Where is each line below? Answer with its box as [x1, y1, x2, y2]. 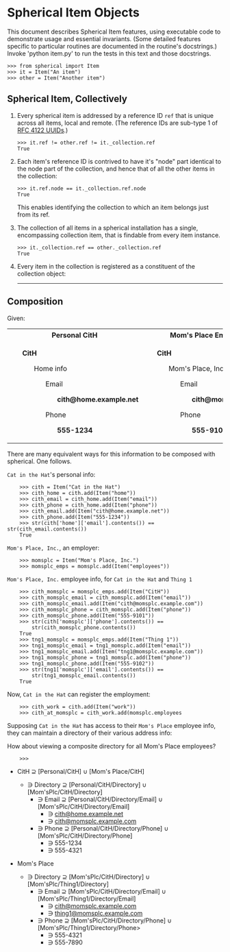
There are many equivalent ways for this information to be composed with [7, 450, 216, 458]
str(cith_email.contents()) [7, 526, 88, 533]
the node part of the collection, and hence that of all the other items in [16, 164, 215, 173]
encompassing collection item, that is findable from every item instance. [16, 231, 220, 239]
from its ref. [16, 210, 50, 219]
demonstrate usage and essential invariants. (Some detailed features [7, 34, 201, 42]
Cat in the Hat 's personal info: [7, 470, 96, 478]
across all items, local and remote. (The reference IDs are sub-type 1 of [16, 119, 218, 127]
